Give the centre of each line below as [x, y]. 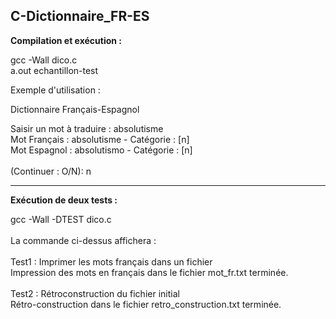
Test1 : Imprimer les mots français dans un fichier [111, 261]
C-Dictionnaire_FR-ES [80, 16]
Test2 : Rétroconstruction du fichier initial [95, 293]
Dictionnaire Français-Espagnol [75, 109]
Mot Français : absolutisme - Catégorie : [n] [100, 139]
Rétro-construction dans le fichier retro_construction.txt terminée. [146, 304]
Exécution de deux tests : [64, 200]
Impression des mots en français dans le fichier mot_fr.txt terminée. [149, 272]
